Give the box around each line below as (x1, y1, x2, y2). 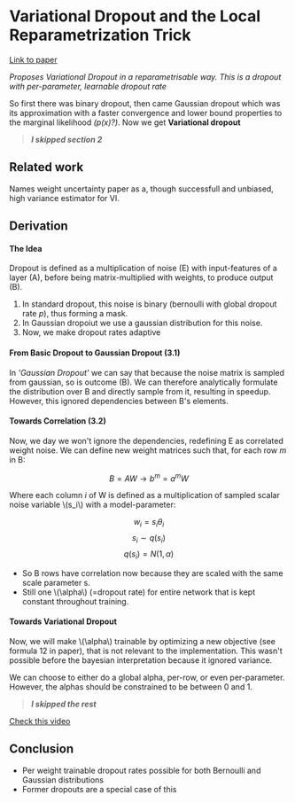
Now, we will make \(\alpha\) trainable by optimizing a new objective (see (9, 636, 276, 646)
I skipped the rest (30, 698, 97, 709)
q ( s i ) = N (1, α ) (123, 549, 175, 561)
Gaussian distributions (21, 774, 105, 785)
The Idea (9, 243, 43, 253)
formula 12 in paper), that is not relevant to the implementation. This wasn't (9, 645, 283, 656)
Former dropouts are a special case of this (21, 784, 177, 794)
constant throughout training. (21, 596, 129, 606)
